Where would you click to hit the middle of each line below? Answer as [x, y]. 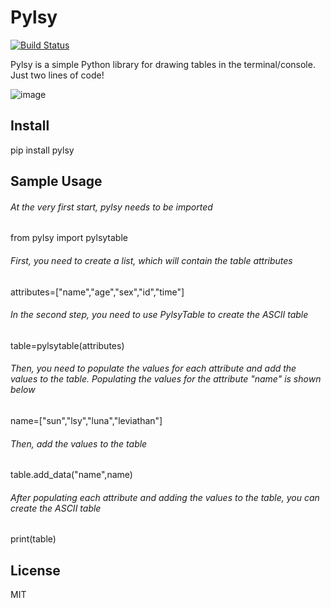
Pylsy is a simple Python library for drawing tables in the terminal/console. [163, 64]
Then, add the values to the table [79, 443]
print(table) [33, 539]
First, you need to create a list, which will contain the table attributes [151, 260]
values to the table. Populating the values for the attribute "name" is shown [166, 379]
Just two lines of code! [57, 75]
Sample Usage [56, 181]
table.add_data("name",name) [71, 475]
